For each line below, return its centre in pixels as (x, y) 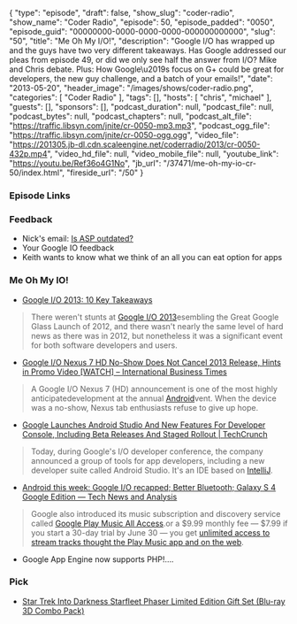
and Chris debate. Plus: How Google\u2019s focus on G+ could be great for (147, 69)
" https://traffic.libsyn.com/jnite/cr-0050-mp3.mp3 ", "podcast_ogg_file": (140, 126)
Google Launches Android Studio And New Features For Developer (144, 425)
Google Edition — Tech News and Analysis (99, 497)
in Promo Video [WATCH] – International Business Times (124, 372)
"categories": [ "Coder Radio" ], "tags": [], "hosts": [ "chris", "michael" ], (141, 97)
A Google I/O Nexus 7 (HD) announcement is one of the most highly (154, 389)
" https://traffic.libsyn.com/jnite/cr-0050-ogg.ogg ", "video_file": (124, 135)
